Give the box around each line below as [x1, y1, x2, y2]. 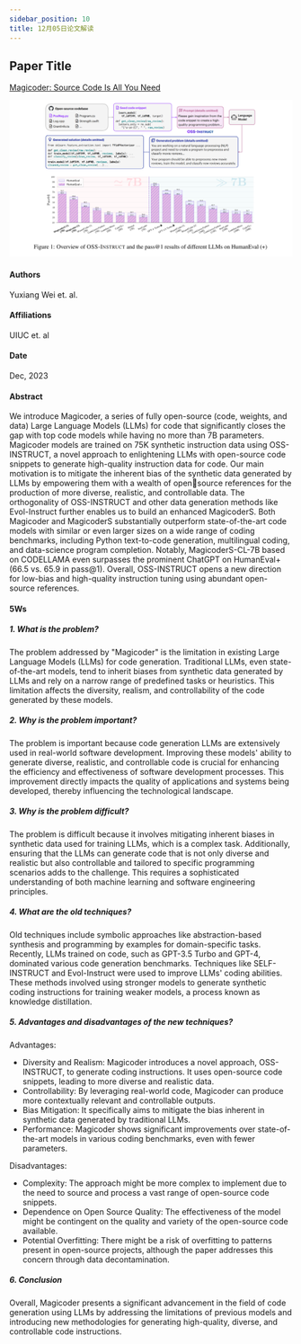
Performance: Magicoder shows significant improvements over [22, 1124, 256, 1135]
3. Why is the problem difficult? [9, 806, 129, 817]
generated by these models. [9, 694, 114, 705]
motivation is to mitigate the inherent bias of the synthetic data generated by [9, 468, 292, 479]
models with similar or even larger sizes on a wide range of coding [9, 526, 255, 537]
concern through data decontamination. [22, 1254, 170, 1265]
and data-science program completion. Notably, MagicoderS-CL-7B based [9, 545, 286, 556]
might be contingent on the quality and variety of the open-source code [22, 1215, 289, 1226]
